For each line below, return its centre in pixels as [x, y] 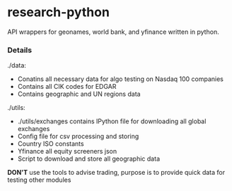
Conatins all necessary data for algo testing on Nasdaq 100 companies [121, 79]
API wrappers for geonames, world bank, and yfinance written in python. [113, 32]
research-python [58, 12]
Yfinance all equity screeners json [67, 152]
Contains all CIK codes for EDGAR [67, 87]
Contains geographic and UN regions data [79, 94]
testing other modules [39, 180]
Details [20, 50]
